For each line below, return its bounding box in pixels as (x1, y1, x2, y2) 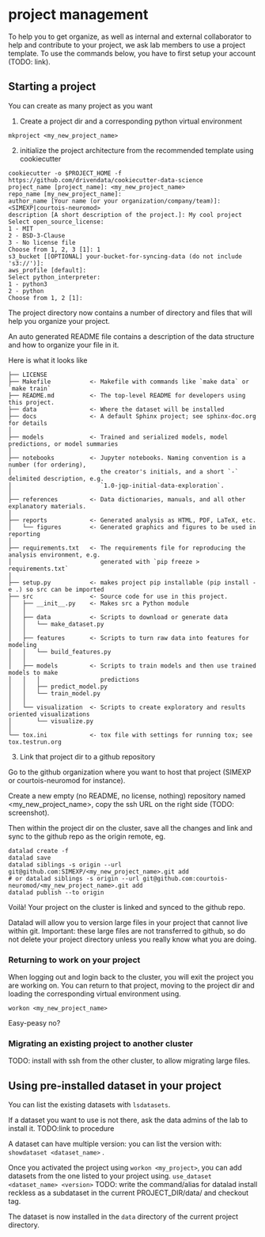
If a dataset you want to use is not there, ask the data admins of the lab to (8, 1115, 248, 1125)
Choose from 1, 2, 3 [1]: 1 (8, 245, 101, 253)
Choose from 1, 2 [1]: (8, 294, 83, 302)
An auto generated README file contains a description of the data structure (8, 331, 255, 341)
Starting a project (8, 80, 97, 93)
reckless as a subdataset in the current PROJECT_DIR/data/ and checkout (8, 1188, 249, 1197)
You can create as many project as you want (8, 101, 153, 110)
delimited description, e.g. (8, 474, 104, 482)
